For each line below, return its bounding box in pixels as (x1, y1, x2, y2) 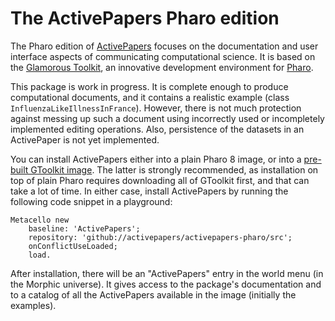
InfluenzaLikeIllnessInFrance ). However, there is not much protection (10, 102, 302, 114)
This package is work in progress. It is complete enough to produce (10, 80, 289, 92)
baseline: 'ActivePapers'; (28, 223, 141, 234)
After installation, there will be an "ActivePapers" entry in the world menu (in (10, 267, 324, 279)
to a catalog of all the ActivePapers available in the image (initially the (10, 288, 297, 301)
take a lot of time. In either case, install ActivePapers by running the (10, 185, 289, 197)
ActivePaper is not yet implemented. (10, 133, 160, 146)
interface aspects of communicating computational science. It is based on (10, 50, 316, 62)
